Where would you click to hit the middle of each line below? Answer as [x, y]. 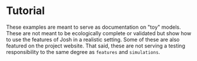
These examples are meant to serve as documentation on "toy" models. [94, 27]
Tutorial [26, 11]
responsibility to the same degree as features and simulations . [83, 52]
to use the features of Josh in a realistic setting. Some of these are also [93, 39]
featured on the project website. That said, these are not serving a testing [96, 46]
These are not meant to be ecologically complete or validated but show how [99, 33]
